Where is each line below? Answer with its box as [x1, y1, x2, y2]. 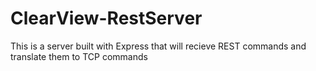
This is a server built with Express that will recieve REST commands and [10, 40, 307, 52]
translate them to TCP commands [10, 50, 148, 62]
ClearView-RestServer [10, 7, 203, 30]
